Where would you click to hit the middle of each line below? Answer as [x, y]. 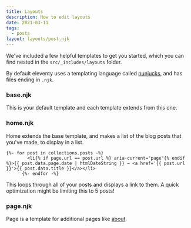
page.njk [19, 206]
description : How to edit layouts [48, 17]
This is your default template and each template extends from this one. [92, 108]
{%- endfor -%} [40, 174]
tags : [13, 28]
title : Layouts [25, 11]
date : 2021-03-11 [27, 22]
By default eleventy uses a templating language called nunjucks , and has [94, 73]
